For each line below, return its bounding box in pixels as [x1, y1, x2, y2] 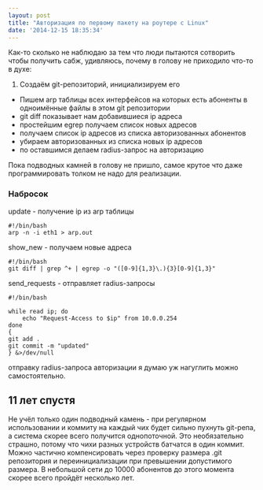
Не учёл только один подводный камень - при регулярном [8, 414, 206, 424]
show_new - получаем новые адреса [8, 242, 132, 252]
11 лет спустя [8, 394, 76, 407]
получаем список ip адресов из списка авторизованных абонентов [19, 128, 247, 138]
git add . [8, 335, 41, 343]
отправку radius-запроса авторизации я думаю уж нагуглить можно [8, 362, 239, 372]
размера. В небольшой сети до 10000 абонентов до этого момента [8, 465, 235, 474]
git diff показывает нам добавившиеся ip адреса [19, 112, 183, 121]
